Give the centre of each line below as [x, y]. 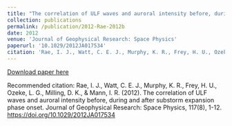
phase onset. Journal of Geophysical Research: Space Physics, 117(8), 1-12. [115, 107]
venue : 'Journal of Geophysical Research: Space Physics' [92, 39]
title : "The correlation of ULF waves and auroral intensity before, [109, 13]
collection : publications [44, 20]
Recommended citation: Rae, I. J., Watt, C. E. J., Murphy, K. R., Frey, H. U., [112, 85]
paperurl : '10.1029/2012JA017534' [57, 46]
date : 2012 [23, 33]
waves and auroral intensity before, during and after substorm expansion [111, 100]
